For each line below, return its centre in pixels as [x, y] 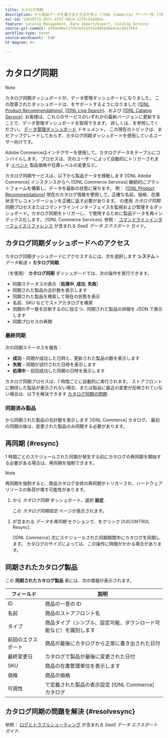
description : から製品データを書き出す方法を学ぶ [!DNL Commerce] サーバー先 [80, 15]
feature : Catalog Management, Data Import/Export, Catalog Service [77, 24]
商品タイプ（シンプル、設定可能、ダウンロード [100, 623]
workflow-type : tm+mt [28, 33]
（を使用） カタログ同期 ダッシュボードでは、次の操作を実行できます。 [78, 273]
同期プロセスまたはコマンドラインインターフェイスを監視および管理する [79, 207]
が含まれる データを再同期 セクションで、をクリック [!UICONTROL [81, 521]
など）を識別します [72, 630]
